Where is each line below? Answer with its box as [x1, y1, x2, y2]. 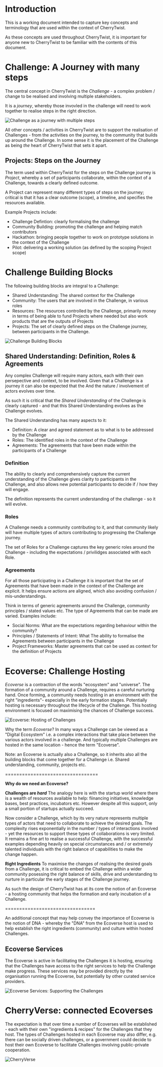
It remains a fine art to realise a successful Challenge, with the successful [5, 836, 153, 842]
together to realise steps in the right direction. [5, 108, 97, 114]
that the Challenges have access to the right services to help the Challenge [5, 963, 156, 969]
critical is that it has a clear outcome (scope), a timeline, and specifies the [5, 194, 153, 200]
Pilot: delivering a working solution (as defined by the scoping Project [12, 244, 152, 250]
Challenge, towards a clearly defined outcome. [5, 179, 99, 186]
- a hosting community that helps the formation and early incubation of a [5, 891, 151, 897]
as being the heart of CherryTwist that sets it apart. [5, 142, 108, 148]
